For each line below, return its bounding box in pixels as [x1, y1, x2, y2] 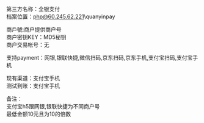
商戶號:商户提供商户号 [6, 26, 62, 33]
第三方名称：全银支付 [6, 5, 60, 12]
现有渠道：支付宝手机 [6, 75, 60, 82]
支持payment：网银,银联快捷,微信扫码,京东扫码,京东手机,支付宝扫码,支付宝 [6, 54, 193, 61]
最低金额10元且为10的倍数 [6, 110, 71, 118]
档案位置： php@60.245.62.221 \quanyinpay [6, 13, 115, 20]
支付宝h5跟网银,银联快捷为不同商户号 [6, 103, 100, 110]
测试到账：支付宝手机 [6, 82, 60, 90]
